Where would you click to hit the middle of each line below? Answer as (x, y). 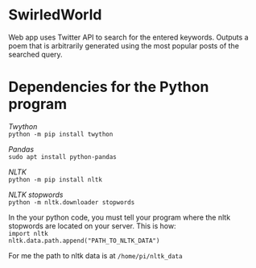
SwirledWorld (55, 15)
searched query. (35, 54)
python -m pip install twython (61, 134)
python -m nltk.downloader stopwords (72, 202)
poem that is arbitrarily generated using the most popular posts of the (124, 45)
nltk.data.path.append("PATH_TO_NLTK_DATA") (84, 241)
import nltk (28, 233)
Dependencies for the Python (109, 87)
